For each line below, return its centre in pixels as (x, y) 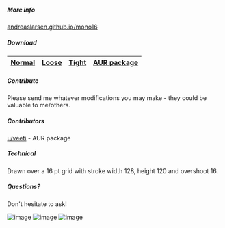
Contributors (26, 121)
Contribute (23, 80)
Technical (22, 153)
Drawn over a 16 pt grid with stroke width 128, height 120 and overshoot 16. (113, 170)
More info (21, 10)
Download (22, 42)
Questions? (24, 187)
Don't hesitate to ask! (37, 204)
